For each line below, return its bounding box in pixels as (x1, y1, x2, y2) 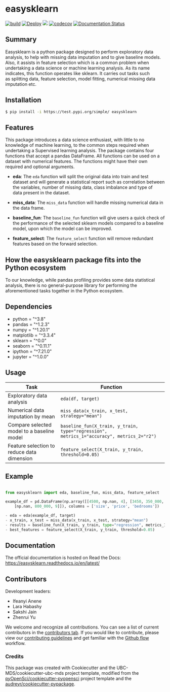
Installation (5, 96, 41, 105)
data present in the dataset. (12, 190, 70, 196)
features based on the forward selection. (12, 241, 98, 247)
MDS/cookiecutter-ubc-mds (5, 670, 64, 676)
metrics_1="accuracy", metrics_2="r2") (60, 433, 157, 439)
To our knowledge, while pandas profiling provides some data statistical (5, 277, 155, 283)
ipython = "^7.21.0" (12, 348, 52, 354)
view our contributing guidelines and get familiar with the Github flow (5, 635, 149, 641)
